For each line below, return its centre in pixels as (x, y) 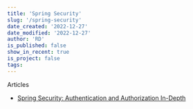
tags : (15, 65)
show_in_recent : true (38, 52)
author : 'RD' (26, 39)
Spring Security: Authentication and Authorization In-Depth (101, 98)
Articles (18, 84)
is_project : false (34, 59)
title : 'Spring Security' (44, 13)
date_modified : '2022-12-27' (49, 33)
